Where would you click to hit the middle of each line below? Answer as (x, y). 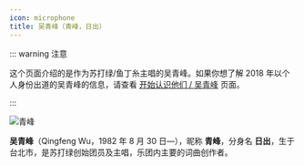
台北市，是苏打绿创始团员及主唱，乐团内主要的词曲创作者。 (121, 152)
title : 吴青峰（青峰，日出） (58, 26)
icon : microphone (42, 18)
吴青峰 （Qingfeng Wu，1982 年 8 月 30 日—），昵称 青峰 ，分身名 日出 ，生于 (152, 140)
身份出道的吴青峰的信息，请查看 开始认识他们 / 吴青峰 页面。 (131, 84)
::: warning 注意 (39, 53)
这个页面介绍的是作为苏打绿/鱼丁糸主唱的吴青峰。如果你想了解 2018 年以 (146, 73)
